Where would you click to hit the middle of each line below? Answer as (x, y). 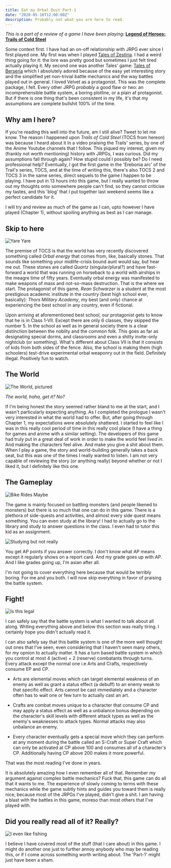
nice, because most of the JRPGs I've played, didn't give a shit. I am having (84, 794)
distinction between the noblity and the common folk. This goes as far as (82, 331)
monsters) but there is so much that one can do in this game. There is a (80, 510)
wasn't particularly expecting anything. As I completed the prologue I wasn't (86, 412)
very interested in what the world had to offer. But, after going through (79, 417)
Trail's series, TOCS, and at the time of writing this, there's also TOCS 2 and (85, 170)
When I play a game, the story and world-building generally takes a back (82, 450)
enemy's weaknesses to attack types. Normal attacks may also (79, 721)
